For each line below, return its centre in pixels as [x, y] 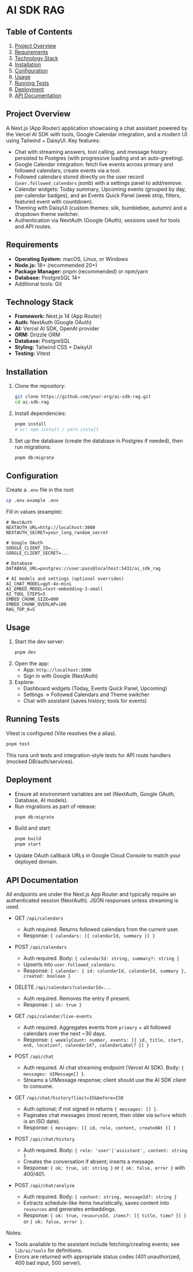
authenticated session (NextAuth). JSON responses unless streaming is [92, 900]
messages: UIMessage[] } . [54, 1074]
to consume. [38, 1086]
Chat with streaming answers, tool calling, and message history [91, 152]
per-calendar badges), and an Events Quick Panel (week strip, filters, [98, 195]
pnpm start [28, 844]
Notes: [14, 1233]
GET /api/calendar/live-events [53, 1016]
